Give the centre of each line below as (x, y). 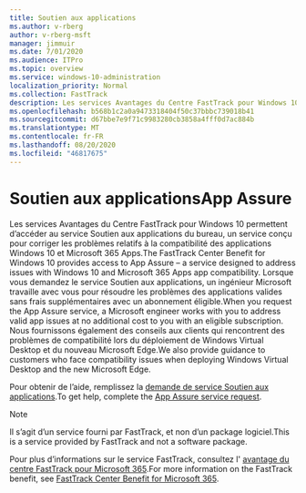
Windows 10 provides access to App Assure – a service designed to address (153, 262)
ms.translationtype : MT (55, 128)
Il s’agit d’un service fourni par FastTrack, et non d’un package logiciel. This (149, 431)
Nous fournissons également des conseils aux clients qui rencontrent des (147, 330)
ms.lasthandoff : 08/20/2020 (63, 145)
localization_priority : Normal (69, 86)
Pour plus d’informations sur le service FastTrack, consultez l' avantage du (149, 459)
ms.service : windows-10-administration (85, 77)
